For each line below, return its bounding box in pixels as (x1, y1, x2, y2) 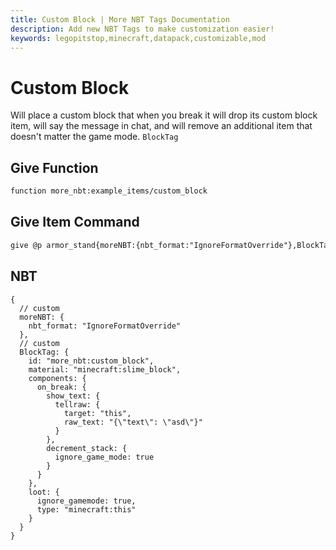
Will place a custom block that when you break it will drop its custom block (10, 109, 318, 121)
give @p (10, 240, 43, 250)
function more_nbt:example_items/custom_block (10, 186, 208, 196)
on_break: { (36, 382, 87, 392)
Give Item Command (10, 214, 140, 231)
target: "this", (63, 408, 132, 418)
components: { (28, 373, 87, 383)
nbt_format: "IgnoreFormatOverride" (28, 321, 182, 331)
